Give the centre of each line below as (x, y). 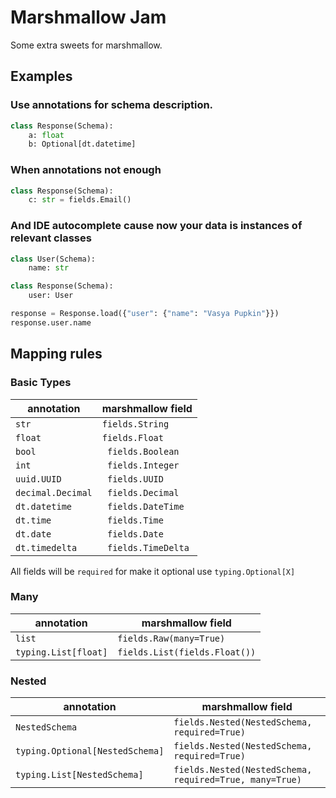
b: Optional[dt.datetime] (82, 144)
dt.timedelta (46, 547)
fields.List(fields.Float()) (187, 652)
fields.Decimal (143, 492)
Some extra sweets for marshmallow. (86, 45)
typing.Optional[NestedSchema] (90, 751)
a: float (46, 135)
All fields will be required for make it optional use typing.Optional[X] (153, 571)
